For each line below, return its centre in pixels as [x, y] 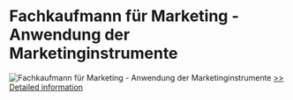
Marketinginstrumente [94, 54]
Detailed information [46, 87]
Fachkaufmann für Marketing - [124, 16]
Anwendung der [70, 35]
